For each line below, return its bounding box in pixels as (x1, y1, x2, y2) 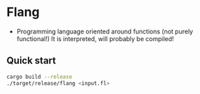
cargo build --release (6, 73, 72, 80)
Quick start (6, 55, 56, 67)
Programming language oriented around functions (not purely (16, 27, 193, 36)
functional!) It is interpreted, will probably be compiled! (16, 34, 174, 42)
